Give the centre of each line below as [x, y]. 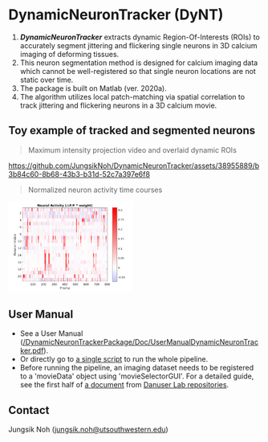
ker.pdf [32, 350]
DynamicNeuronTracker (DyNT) [116, 15]
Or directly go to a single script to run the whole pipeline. [114, 359]
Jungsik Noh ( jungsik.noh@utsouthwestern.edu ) [88, 430]
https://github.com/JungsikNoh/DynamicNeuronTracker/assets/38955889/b [134, 166]
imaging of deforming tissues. [69, 54]
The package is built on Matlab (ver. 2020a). [93, 88]
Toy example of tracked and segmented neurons [132, 131]
